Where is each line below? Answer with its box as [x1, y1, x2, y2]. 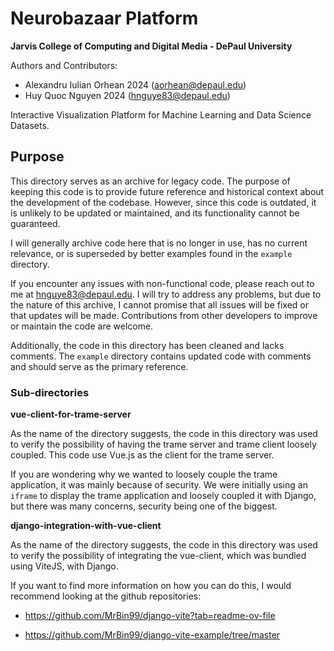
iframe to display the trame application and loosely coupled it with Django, [10, 490, 317, 502]
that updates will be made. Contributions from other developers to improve [10, 309, 318, 321]
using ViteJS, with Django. [10, 560, 119, 572]
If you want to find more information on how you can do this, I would [10, 580, 292, 592]
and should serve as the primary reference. [10, 360, 189, 372]
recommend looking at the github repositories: [10, 590, 202, 602]
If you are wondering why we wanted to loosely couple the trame [10, 468, 278, 481]
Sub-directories [10, 385, 90, 399]
